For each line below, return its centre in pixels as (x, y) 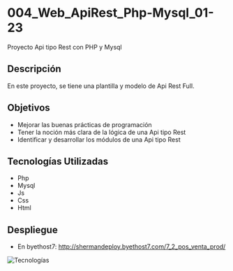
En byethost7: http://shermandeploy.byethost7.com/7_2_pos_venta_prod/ (121, 247)
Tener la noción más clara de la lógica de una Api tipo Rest (102, 132)
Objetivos (29, 108)
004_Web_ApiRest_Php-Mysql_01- (111, 13)
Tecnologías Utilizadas (58, 161)
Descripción (34, 69)
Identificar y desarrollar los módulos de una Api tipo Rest (99, 139)
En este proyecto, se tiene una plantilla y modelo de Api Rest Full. (101, 86)
